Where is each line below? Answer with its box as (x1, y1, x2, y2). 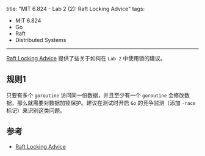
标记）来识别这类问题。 (6, 107, 65, 114)
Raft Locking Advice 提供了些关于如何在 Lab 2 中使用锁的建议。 (6, 55, 166, 62)
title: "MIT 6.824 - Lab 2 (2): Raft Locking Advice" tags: (6, 5, 145, 12)
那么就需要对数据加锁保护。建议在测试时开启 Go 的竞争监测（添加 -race (16, 99, 196, 106)
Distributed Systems (15, 37, 67, 43)
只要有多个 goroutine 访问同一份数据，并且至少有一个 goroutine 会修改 (6, 91, 185, 99)
